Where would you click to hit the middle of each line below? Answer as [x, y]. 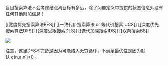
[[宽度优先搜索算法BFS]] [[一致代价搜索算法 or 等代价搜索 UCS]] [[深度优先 [82, 24]
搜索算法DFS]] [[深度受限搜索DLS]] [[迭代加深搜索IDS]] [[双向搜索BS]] [77, 31]
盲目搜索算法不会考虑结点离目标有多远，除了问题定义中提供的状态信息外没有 [84, 7]
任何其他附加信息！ [25, 14]
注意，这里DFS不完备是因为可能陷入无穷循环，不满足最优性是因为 [73, 51]
